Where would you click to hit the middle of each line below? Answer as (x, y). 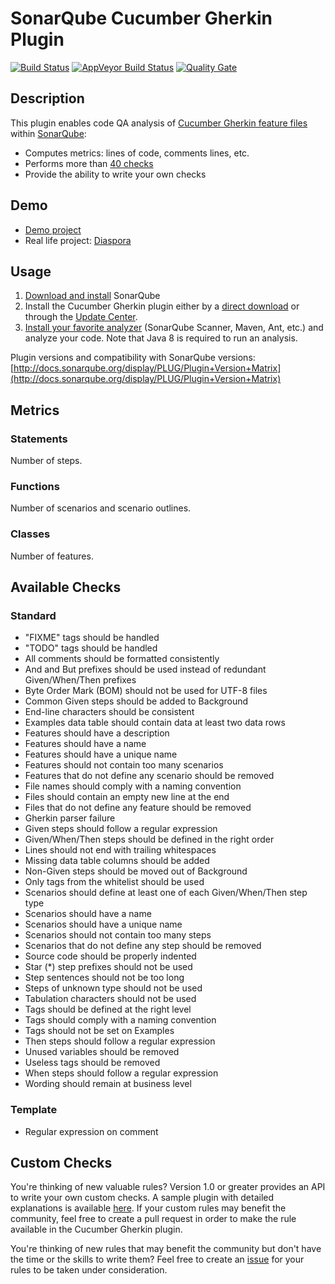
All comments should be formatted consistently (122, 659)
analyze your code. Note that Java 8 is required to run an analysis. (161, 338)
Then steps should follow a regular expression (120, 1041)
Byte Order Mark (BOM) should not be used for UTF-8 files (146, 691)
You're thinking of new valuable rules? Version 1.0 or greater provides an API (168, 1187)
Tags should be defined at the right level (108, 1009)
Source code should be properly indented (110, 956)
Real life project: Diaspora (78, 240)
